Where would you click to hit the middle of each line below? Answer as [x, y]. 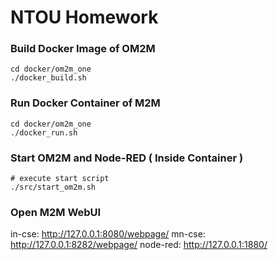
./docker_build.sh [48, 78]
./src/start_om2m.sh [53, 187]
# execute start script [60, 179]
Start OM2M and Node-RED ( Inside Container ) [127, 158]
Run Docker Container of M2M [85, 103]
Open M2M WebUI [56, 212]
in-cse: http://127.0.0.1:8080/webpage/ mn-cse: [108, 234]
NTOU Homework [84, 17]
